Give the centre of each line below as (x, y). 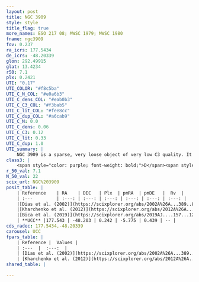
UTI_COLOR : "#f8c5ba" (33, 89)
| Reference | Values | (47, 242)
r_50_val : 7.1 (24, 171)
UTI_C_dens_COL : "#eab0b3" (39, 99)
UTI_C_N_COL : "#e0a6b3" (36, 94)
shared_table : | (26, 265)
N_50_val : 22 (22, 177)
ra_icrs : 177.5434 (29, 50)
